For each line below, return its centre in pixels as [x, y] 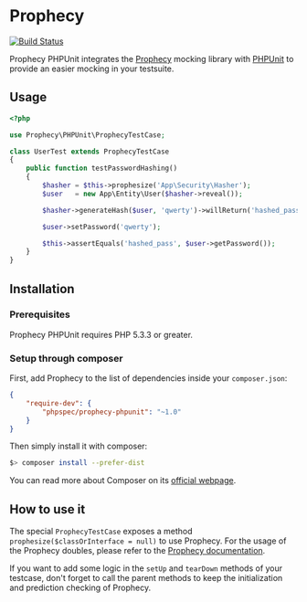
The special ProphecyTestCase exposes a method [101, 532]
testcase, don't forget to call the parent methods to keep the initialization [146, 578]
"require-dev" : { [59, 403]
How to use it [48, 509]
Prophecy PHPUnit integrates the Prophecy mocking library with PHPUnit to [152, 58]
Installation [42, 289]
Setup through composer [66, 358]
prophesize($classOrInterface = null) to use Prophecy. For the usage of [148, 541]
